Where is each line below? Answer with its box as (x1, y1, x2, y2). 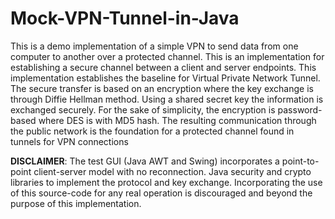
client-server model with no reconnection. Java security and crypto (33, 165, 312, 177)
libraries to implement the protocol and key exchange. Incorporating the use (10, 176, 323, 188)
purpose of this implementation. (10, 197, 142, 209)
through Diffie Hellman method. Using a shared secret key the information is (10, 93, 324, 105)
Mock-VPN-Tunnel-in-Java (10, 7, 240, 30)
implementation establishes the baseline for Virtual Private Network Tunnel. (10, 72, 321, 84)
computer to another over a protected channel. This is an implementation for (10, 50, 325, 62)
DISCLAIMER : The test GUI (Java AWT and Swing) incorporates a (10, 155, 280, 167)
